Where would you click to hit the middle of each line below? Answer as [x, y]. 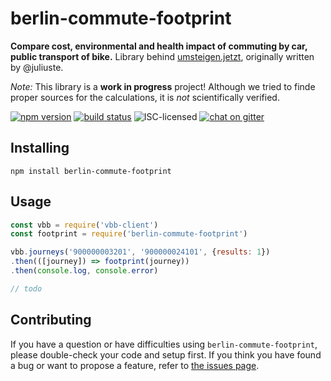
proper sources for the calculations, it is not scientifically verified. [145, 97]
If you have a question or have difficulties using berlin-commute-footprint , [164, 344]
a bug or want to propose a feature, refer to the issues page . [135, 365]
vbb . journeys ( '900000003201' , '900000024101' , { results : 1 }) [140, 252]
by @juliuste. [37, 67]
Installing [40, 148]
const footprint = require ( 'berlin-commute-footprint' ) [129, 234]
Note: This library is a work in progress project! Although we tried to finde [163, 86]
